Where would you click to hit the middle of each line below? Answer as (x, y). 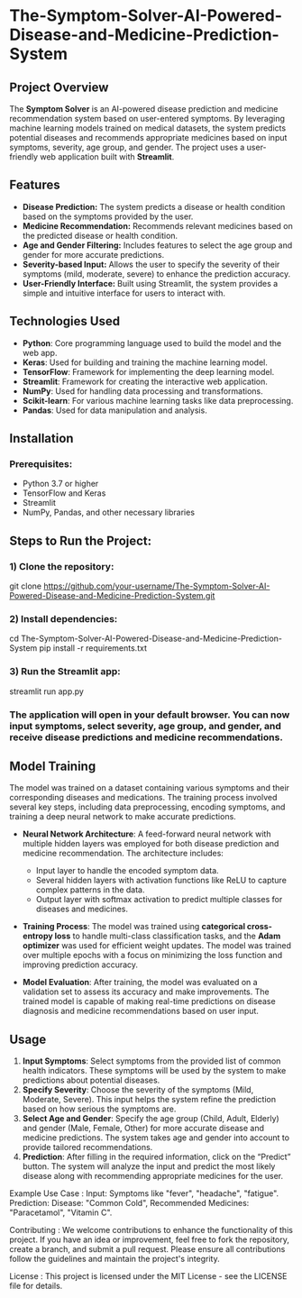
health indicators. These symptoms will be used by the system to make (154, 1071)
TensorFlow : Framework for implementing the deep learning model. (148, 371)
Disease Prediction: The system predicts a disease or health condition (154, 206)
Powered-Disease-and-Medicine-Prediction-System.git (112, 595)
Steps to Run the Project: (81, 540)
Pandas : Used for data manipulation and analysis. (114, 410)
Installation (41, 439)
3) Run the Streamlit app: (65, 672)
